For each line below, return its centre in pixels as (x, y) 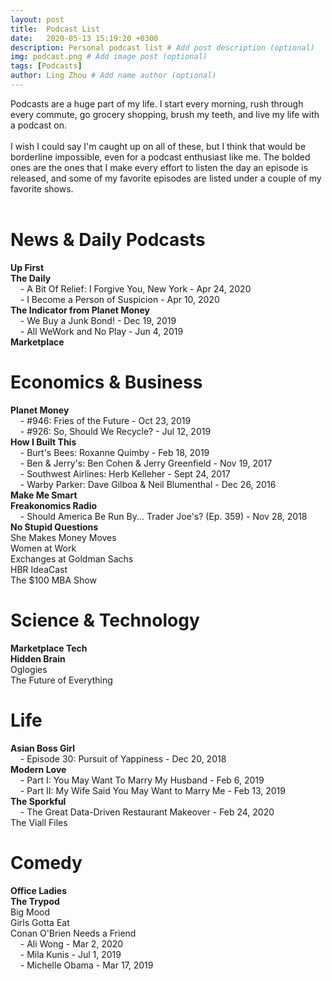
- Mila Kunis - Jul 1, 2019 (70, 954)
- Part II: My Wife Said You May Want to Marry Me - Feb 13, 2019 (152, 790)
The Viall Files (39, 822)
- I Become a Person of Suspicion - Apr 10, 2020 (119, 299)
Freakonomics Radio (54, 505)
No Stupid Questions (54, 527)
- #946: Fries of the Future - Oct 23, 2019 (105, 420)
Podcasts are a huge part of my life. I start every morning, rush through (157, 103)
